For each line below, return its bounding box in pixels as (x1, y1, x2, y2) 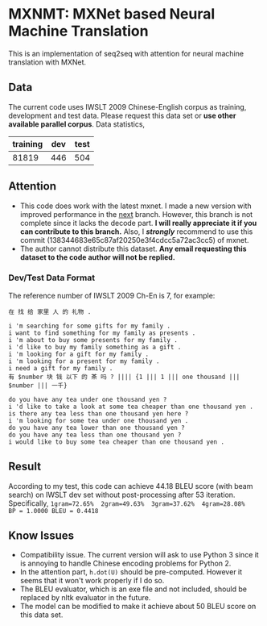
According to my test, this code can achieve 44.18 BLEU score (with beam (8, 481, 253, 490)
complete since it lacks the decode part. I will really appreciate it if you (19, 218, 257, 227)
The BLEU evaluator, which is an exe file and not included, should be (19, 584, 248, 594)
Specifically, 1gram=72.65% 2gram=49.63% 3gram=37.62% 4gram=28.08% (8, 498, 245, 508)
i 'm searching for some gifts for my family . (8, 322, 171, 330)
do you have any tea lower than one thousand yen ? (8, 424, 185, 432)
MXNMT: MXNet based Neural (8, 5, 216, 23)
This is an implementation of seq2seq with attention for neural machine (8, 48, 244, 58)
